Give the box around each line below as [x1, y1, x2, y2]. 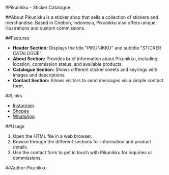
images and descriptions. [12, 72, 66, 78]
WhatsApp [12, 113, 35, 119]
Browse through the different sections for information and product [12, 139, 151, 144]
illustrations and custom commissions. [5, 25, 86, 31]
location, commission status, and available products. [12, 61, 123, 67]
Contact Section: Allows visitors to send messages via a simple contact [12, 78, 164, 83]
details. [12, 144, 29, 150]
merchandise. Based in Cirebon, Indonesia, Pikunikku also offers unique [5, 20, 156, 26]
